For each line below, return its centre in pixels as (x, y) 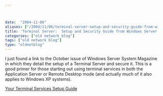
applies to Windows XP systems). (38, 79)
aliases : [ (16, 27)
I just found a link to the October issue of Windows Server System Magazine (81, 58)
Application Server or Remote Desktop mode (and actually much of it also (78, 74)
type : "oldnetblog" (25, 45)
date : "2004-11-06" (26, 22)
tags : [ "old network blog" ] (33, 40)
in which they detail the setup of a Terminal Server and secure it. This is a (78, 64)
